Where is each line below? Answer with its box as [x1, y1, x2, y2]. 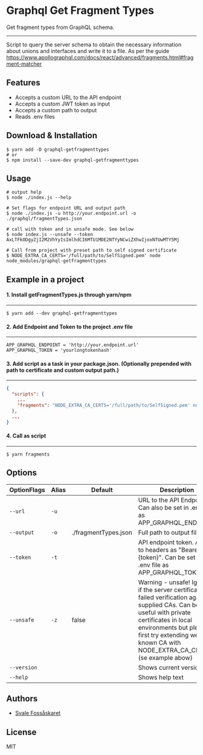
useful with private [138, 608, 192, 616]
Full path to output [138, 528, 190, 537]
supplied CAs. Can [138, 600, 191, 609]
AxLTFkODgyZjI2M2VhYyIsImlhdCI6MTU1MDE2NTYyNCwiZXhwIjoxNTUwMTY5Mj [6, 237, 180, 243]
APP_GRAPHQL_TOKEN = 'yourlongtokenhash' [6, 348, 112, 354]
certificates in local [138, 616, 192, 624]
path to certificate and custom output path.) [6, 366, 120, 374]
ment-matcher [6, 60, 42, 67]
